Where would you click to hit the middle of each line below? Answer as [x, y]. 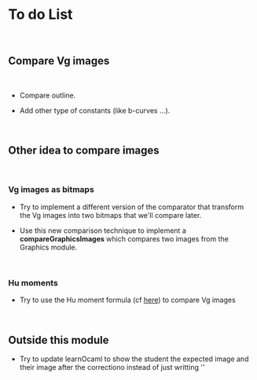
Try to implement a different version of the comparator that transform [132, 207]
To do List [40, 15]
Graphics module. [48, 247]
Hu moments [33, 282]
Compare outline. [48, 95]
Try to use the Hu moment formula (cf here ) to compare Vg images [127, 300]
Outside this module [59, 340]
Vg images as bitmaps [51, 190]
